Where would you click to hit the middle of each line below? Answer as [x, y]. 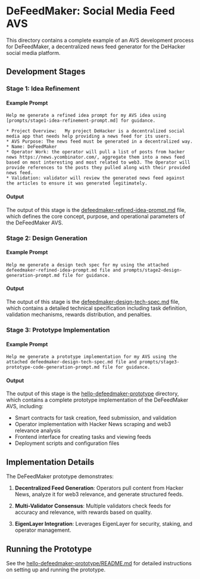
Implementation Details [50, 462]
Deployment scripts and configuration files [67, 444]
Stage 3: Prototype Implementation [58, 329]
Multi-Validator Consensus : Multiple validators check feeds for [93, 506]
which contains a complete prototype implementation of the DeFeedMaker [97, 400]
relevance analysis [37, 430]
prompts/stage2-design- [153, 270]
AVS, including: [25, 406]
